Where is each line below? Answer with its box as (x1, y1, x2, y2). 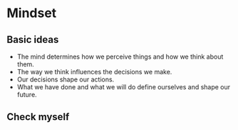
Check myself (6, 111, 70, 123)
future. (16, 91, 37, 99)
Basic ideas (6, 34, 59, 46)
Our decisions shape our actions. (16, 75, 115, 84)
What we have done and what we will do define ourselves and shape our (16, 83, 231, 91)
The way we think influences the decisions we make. (16, 68, 172, 76)
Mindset (6, 5, 57, 21)
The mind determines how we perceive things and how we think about (16, 52, 224, 61)
